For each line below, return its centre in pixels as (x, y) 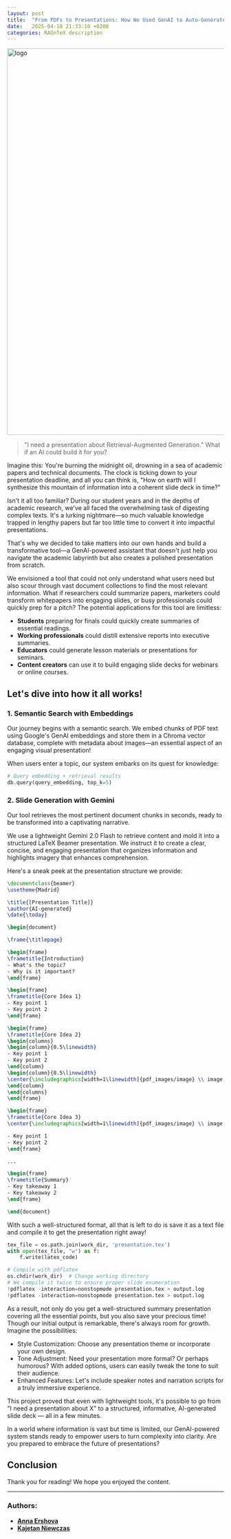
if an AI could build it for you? (66, 452)
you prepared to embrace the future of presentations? (84, 1443)
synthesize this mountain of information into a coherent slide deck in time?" (114, 487)
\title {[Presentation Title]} (51, 902)
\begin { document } (32, 928)
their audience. (38, 1373)
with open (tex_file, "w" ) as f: (53, 1251)
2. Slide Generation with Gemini (61, 800)
